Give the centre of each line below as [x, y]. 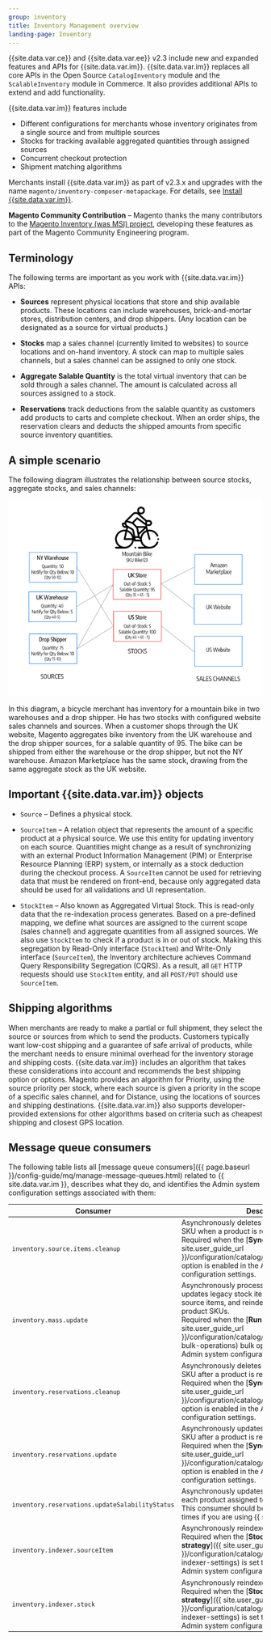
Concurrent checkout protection [73, 159]
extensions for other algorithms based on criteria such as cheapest [151, 1113]
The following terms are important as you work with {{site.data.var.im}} [126, 278]
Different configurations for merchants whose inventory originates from [139, 124]
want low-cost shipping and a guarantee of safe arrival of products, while [130, 1045]
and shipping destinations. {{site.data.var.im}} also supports [108, 1105]
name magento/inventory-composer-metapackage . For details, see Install [125, 191]
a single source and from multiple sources [90, 133]
